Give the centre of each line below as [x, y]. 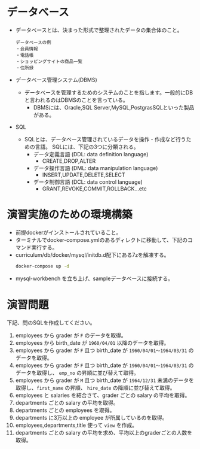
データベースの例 [33, 43]
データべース [38, 12]
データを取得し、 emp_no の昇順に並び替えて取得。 [77, 372]
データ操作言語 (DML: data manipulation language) [96, 168]
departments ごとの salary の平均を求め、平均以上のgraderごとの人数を [104, 432]
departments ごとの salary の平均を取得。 [67, 402]
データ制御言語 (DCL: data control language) [88, 182]
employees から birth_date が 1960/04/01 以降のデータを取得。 [92, 342]
